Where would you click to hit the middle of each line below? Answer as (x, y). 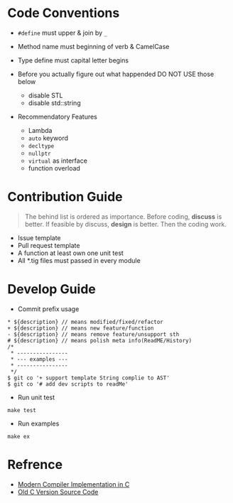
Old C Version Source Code (58, 492)
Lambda (40, 130)
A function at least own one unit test (71, 253)
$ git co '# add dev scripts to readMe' (68, 384)
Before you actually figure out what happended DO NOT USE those (116, 74)
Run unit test (36, 397)
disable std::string (54, 103)
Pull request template (49, 245)
